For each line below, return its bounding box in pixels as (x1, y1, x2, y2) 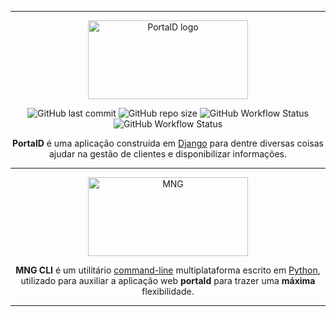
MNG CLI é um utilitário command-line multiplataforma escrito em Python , (15, 264, 321, 276)
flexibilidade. (141, 286, 195, 297)
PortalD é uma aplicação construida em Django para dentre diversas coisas (12, 137, 324, 149)
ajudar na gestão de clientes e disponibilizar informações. (48, 148, 288, 160)
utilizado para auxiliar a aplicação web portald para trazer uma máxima (20, 275, 316, 286)
